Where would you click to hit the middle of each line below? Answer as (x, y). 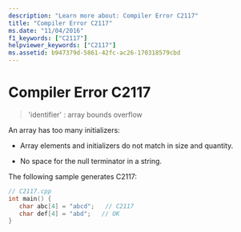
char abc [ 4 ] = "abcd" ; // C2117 (76, 206)
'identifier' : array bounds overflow (85, 114)
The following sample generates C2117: (73, 176)
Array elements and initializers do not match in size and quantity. (127, 146)
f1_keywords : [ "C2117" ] (48, 38)
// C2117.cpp (30, 191)
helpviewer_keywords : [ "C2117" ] (62, 46)
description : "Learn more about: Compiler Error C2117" (103, 16)
